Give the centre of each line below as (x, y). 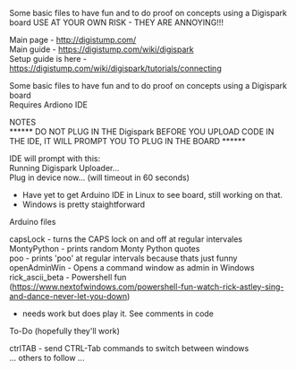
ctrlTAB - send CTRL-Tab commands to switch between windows (129, 348)
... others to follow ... (47, 358)
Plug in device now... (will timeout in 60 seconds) (100, 177)
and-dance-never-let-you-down (68, 296)
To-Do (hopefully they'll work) (65, 331)
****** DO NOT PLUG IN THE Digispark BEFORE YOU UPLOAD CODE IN (142, 132)
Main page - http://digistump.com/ (73, 40)
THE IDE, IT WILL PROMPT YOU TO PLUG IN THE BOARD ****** (127, 141)
